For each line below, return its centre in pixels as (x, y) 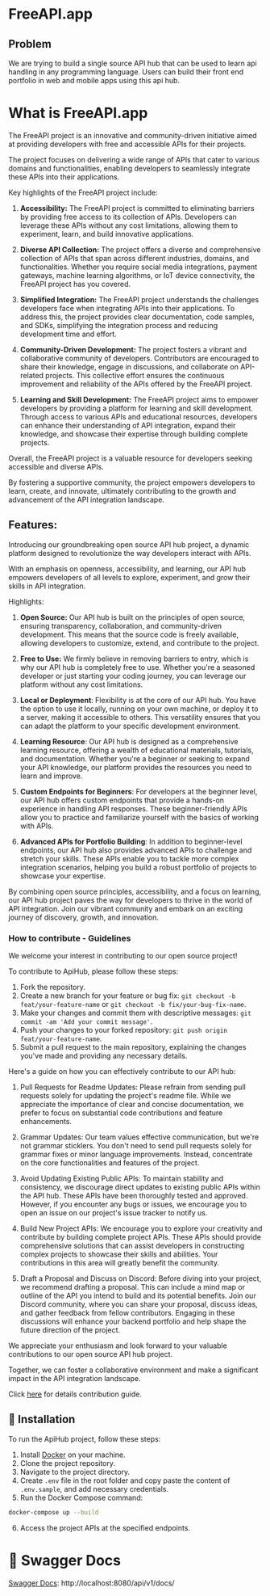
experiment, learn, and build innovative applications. (107, 234)
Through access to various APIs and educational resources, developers (139, 416)
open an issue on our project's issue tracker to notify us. (114, 1213)
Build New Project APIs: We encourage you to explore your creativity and (141, 1228)
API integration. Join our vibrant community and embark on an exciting (126, 908)
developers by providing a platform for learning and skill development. (137, 408)
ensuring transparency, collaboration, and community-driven (121, 625)
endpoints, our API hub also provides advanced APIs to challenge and (136, 850)
